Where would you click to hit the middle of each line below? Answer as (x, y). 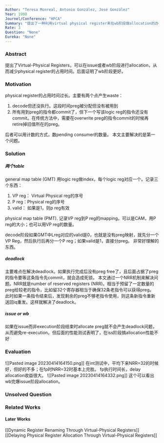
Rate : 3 (13, 28)
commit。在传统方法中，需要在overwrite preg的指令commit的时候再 (80, 118)
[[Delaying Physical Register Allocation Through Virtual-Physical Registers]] (81, 435)
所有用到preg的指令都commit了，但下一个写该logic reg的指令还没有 (80, 112)
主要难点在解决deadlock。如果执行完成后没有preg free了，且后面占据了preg (82, 271)
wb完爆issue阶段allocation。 (34, 381)
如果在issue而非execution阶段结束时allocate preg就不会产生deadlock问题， (81, 327)
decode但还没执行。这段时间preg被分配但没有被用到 (65, 106)
